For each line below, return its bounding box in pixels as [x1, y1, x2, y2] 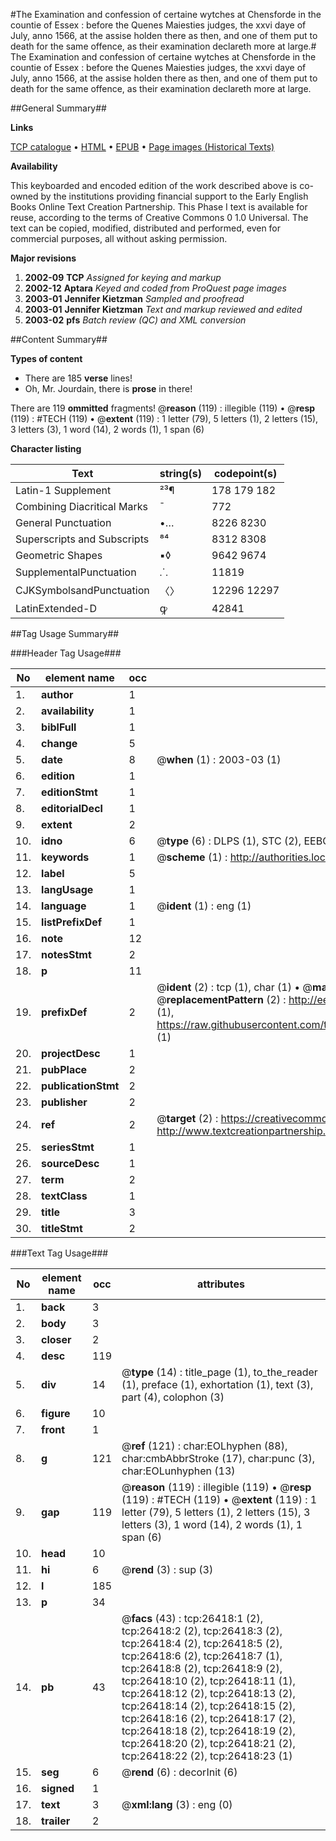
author [41, 688, 74, 701]
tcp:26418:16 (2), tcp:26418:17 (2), [121, 1712, 296, 1725]
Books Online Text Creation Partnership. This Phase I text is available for [10, 201, 308, 213]
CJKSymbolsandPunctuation [15, 584, 150, 597]
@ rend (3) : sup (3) [121, 1563, 214, 1576]
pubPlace [41, 1063, 88, 1076]
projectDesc [41, 1047, 101, 1060]
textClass [41, 1189, 88, 1203]
